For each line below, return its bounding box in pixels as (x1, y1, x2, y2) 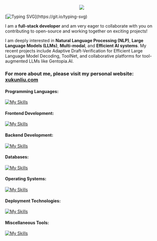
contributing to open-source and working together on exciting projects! (5, 28, 148, 34)
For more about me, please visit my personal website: (5, 70, 134, 77)
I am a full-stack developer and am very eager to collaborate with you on (5, 23, 153, 29)
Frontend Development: (5, 110, 54, 116)
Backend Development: (5, 132, 53, 138)
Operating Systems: (5, 176, 47, 182)
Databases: (5, 154, 29, 160)
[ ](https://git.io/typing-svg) (5, 14, 87, 19)
